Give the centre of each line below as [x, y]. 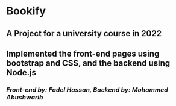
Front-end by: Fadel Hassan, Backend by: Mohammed [87, 90]
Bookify [26, 11]
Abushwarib [25, 97]
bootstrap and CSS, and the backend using [88, 63]
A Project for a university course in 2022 [84, 33]
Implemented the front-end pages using [83, 53]
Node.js [21, 73]
